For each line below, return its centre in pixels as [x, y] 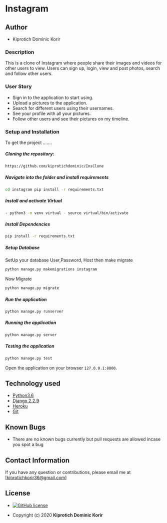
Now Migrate [18, 279]
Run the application [26, 299]
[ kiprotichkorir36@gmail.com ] [36, 477]
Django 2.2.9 [26, 401]
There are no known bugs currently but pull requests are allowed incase [86, 439]
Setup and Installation [32, 131]
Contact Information [37, 460]
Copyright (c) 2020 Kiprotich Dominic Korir [57, 515]
